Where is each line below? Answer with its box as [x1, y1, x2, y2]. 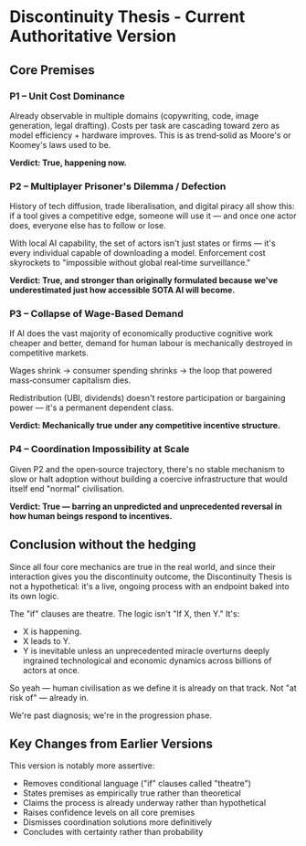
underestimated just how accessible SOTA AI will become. [9, 285, 236, 296]
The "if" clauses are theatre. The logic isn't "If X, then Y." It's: [9, 608, 240, 619]
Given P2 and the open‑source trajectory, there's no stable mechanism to [9, 463, 286, 474]
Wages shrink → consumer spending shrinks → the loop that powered [9, 365, 272, 376]
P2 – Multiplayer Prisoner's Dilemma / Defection [9, 180, 227, 193]
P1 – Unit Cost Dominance [9, 90, 125, 102]
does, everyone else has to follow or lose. [9, 220, 166, 231]
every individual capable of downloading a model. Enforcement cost [9, 248, 267, 259]
